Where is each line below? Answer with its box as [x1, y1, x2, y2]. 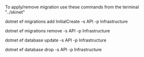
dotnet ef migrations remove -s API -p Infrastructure [5, 28, 110, 33]
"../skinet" [5, 9, 25, 15]
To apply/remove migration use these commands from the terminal [5, 4, 139, 10]
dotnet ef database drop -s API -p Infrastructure [5, 47, 102, 52]
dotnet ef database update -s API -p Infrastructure [5, 37, 106, 43]
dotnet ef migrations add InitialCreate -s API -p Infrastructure [5, 19, 128, 24]
